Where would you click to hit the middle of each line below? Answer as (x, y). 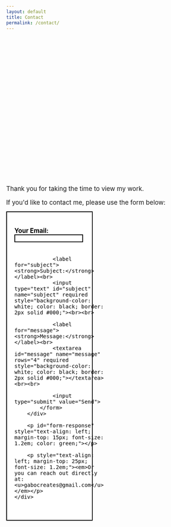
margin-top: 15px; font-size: (59, 437)
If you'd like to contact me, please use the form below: (86, 203)
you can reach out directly (56, 473)
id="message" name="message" (58, 354)
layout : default (26, 12)
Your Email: (31, 231)
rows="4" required (42, 360)
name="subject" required (51, 294)
